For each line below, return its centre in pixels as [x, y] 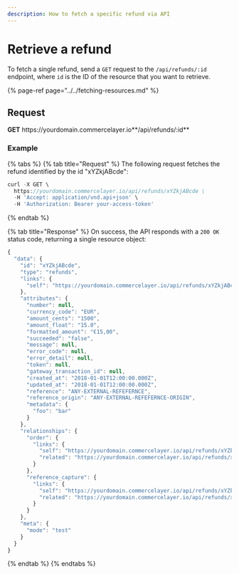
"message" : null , [52, 345]
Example [23, 148]
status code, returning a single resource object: [77, 239]
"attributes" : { [44, 299]
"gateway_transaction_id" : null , [76, 371]
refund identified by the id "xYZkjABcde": [68, 171]
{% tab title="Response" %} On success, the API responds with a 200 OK [113, 231]
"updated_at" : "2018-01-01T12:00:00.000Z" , [92, 385]
